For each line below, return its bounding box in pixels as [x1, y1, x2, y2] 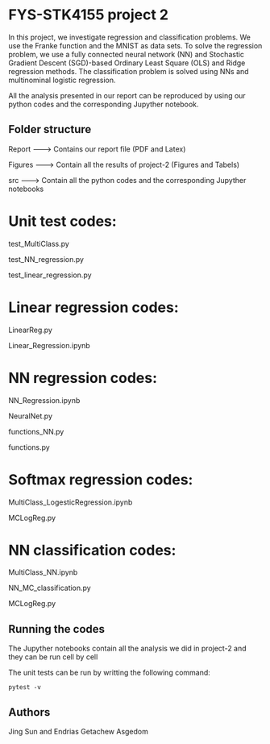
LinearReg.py [8, 325, 52, 335]
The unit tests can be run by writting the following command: [8, 667, 211, 678]
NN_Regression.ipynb [8, 395, 81, 405]
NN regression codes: [8, 368, 157, 387]
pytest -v [8, 684, 42, 692]
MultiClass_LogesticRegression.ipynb [8, 497, 133, 507]
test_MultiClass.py [8, 239, 70, 248]
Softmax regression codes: [8, 470, 193, 488]
